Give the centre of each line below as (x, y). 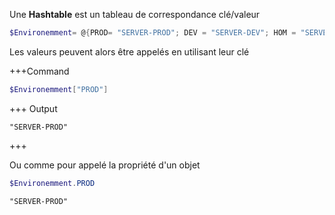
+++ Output (33, 108)
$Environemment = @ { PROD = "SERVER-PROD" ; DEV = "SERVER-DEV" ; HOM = (153, 33)
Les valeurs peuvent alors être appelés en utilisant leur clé (129, 51)
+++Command (39, 71)
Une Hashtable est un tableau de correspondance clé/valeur (135, 14)
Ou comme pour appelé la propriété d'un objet (105, 165)
